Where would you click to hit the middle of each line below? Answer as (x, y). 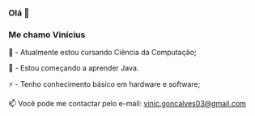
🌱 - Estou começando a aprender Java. (74, 68)
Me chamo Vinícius (47, 34)
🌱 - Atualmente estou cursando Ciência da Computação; (102, 53)
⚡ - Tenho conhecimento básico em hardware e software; (104, 84)
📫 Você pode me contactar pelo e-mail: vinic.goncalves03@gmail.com (127, 104)
